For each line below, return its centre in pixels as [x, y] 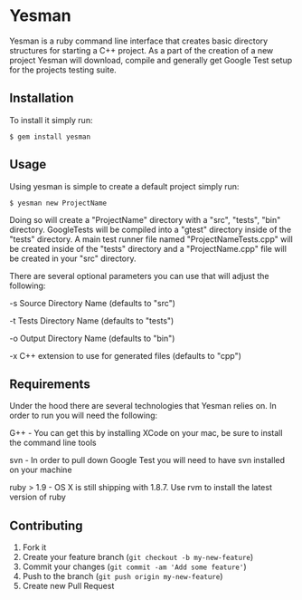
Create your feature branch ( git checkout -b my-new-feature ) [138, 557]
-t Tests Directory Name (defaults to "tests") [92, 320]
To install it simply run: [51, 120]
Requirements [50, 384]
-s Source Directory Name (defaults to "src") [93, 303]
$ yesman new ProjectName [58, 203]
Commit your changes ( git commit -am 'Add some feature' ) [134, 566]
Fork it [34, 547]
